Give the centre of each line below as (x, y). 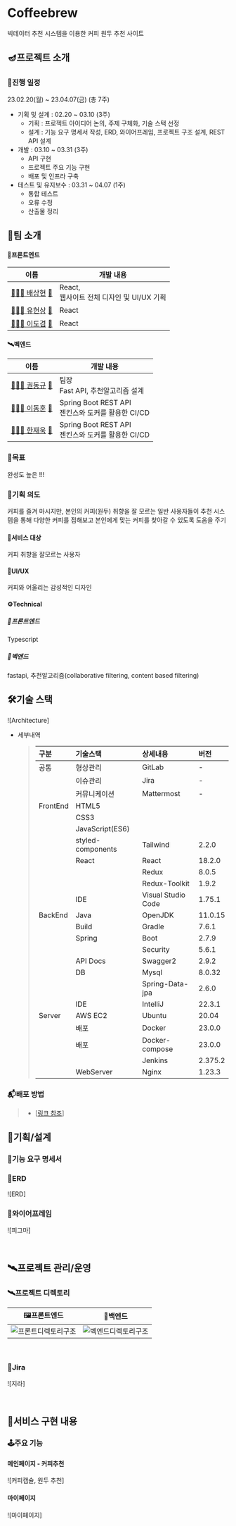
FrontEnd (53, 806)
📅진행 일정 (24, 82)
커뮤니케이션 (95, 794)
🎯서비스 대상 (24, 538)
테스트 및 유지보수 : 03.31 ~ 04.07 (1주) (72, 185)
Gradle (153, 926)
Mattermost (161, 793)
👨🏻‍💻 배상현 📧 (32, 293)
